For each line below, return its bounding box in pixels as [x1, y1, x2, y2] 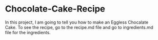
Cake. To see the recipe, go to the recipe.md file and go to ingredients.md [5, 24, 154, 30]
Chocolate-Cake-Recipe [5, 3, 106, 14]
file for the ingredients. [5, 29, 51, 35]
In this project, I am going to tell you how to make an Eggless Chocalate [5, 19, 149, 25]
